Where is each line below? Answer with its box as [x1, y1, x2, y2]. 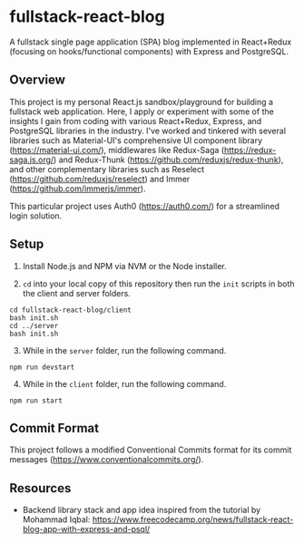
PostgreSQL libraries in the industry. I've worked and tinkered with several [9, 125, 287, 136]
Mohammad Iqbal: [22, 514, 91, 525]
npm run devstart [9, 363, 75, 372]
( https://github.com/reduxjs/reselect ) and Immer [9, 173, 191, 184]
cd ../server [9, 321, 59, 330]
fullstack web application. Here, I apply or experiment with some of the [9, 106, 274, 117]
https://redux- [223, 144, 277, 155]
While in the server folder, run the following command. [22, 344, 227, 355]
